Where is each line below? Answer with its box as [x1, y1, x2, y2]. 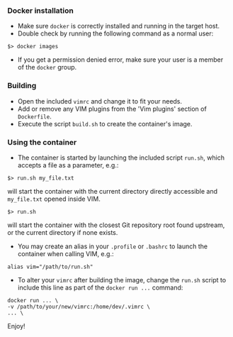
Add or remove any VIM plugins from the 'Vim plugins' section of [17, 104, 207, 113]
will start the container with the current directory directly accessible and [7, 187, 218, 195]
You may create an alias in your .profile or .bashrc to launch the [17, 242, 208, 250]
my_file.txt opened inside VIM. [7, 194, 101, 203]
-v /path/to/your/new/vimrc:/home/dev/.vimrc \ [7, 303, 151, 310]
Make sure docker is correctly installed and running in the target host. [17, 22, 220, 31]
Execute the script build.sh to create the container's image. [17, 119, 193, 128]
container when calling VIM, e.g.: [17, 249, 114, 258]
